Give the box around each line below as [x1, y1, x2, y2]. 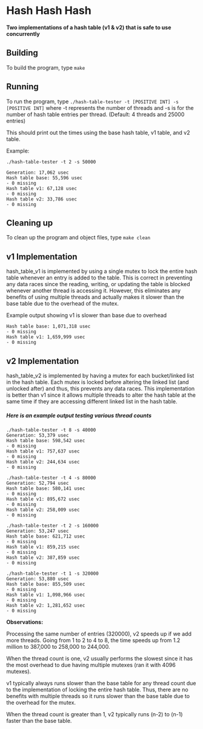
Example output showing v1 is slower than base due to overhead [6, 312, 167, 319]
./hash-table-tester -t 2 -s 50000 [6, 159, 96, 165]
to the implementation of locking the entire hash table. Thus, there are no [6, 686, 189, 693]
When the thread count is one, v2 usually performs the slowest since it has [6, 654, 193, 662]
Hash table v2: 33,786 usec [6, 196, 78, 202]
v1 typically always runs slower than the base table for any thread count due [6, 679, 196, 686]
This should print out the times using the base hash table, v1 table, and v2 [6, 129, 190, 136]
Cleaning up [6, 217, 53, 228]
